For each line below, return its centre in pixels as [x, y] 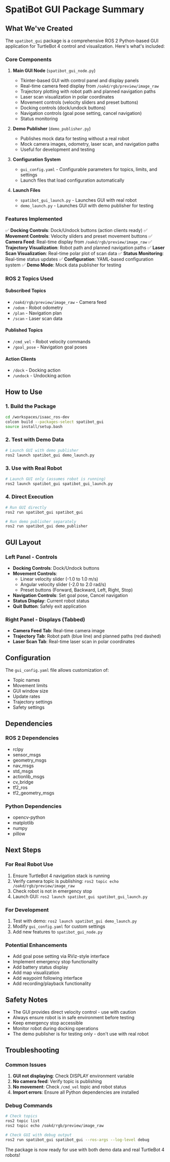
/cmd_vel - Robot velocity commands [52, 341]
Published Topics [24, 330]
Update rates [26, 696]
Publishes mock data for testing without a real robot [75, 139]
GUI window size [30, 691]
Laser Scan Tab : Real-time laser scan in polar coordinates [74, 642]
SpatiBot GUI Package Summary [75, 9]
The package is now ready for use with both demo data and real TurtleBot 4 [85, 1149]
